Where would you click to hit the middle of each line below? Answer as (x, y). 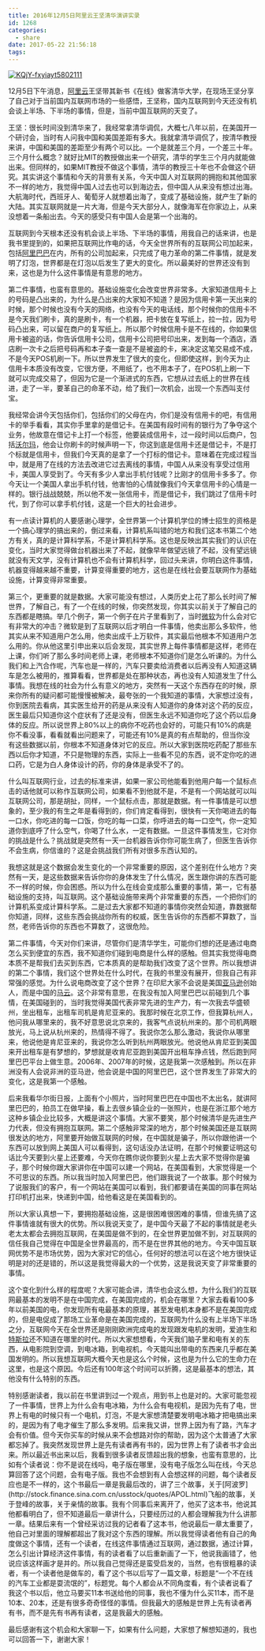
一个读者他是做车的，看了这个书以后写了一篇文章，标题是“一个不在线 (141, 1573)
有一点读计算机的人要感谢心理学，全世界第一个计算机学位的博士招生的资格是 (132, 521)
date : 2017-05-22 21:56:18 (52, 45)
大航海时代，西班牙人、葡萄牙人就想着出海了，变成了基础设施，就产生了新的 (132, 197)
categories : (28, 30)
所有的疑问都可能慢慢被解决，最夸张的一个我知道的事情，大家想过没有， (139, 695)
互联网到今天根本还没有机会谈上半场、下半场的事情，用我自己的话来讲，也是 (132, 233)
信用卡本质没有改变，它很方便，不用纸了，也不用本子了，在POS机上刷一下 (129, 369)
